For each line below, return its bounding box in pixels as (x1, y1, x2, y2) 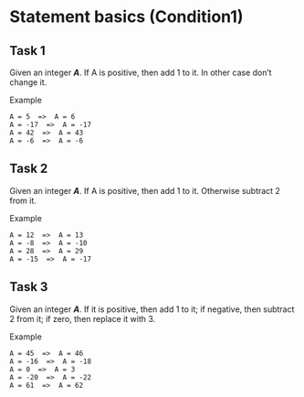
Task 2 (9, 161, 48, 177)
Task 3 (9, 279, 48, 295)
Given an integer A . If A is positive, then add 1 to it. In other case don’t (9, 67, 272, 78)
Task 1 (9, 43, 46, 59)
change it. (9, 77, 47, 88)
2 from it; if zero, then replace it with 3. (9, 313, 156, 324)
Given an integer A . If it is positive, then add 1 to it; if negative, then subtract (9, 304, 295, 315)
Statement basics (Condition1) (9, 6, 244, 27)
